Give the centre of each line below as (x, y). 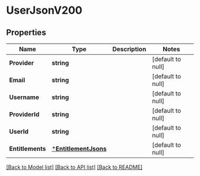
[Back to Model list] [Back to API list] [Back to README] (74, 167)
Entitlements (28, 149)
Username (24, 97)
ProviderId (24, 114)
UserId (19, 132)
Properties (26, 33)
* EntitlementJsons (79, 149)
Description (129, 49)
